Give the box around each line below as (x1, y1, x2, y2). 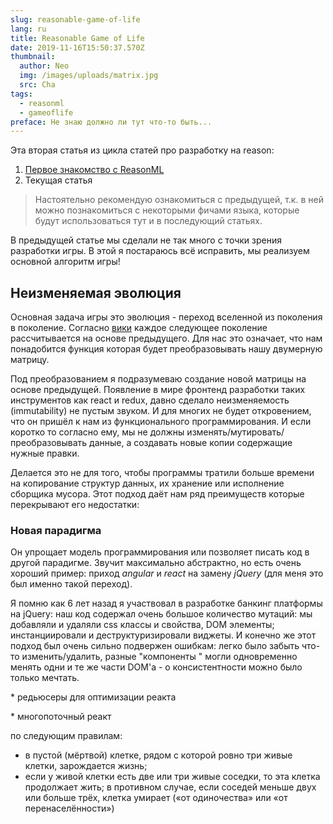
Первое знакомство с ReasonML (24, 164, 165, 176)
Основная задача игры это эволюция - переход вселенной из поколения (10, 311, 323, 323)
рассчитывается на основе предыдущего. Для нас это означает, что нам (10, 332, 323, 345)
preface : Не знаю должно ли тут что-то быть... (10, 117, 213, 127)
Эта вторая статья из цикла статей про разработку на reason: (10, 144, 275, 156)
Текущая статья (24, 174, 93, 186)
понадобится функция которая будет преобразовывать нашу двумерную (10, 343, 323, 355)
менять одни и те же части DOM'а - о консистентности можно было (10, 661, 303, 673)
